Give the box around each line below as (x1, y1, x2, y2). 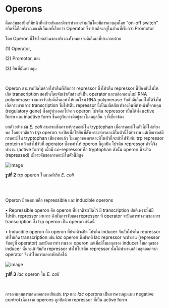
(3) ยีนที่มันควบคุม (5, 65, 37, 71)
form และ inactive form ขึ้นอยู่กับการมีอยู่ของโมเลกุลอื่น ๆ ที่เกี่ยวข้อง (5, 113, 124, 119)
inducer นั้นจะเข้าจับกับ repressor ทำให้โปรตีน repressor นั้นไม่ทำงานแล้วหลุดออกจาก (5, 245, 158, 252)
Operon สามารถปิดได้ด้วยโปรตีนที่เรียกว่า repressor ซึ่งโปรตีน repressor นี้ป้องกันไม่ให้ (5, 85, 159, 91)
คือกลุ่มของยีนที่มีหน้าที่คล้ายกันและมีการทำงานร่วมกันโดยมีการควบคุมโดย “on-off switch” (5, 20, 158, 26)
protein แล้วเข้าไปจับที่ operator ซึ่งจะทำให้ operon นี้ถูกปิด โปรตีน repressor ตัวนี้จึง (5, 141, 157, 147)
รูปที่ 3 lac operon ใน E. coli (5, 271, 60, 277)
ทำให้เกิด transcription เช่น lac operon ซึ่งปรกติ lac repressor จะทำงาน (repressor (5, 234, 160, 240)
